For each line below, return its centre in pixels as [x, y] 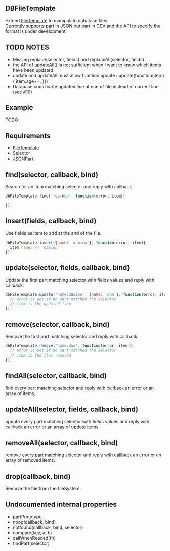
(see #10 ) [23, 92]
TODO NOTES [27, 47]
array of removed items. [30, 460]
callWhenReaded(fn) [34, 538]
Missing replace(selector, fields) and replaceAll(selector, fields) [78, 59]
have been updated [33, 70]
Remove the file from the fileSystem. [43, 489]
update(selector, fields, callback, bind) [68, 268]
